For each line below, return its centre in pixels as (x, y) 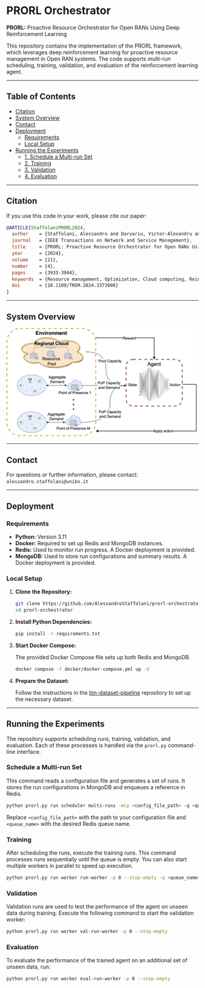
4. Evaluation (41, 176)
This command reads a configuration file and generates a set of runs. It (96, 781)
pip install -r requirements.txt (58, 634)
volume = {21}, (35, 260)
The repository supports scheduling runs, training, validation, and (88, 739)
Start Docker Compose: (45, 645)
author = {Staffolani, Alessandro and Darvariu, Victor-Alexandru (102, 234)
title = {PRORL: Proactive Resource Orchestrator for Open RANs (101, 247)
